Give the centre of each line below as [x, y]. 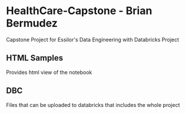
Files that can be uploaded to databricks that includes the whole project [93, 105]
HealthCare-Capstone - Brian [79, 11]
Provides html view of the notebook [49, 72]
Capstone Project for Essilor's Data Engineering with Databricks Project [93, 39]
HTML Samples [35, 58]
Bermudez [32, 23]
